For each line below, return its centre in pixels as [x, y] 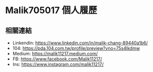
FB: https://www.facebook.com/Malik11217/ [57, 59]
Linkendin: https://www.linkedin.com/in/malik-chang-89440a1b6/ [80, 43]
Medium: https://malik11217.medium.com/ [55, 54]
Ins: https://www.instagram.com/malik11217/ [58, 64]
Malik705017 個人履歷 [51, 10]
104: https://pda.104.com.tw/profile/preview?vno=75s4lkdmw [76, 48]
